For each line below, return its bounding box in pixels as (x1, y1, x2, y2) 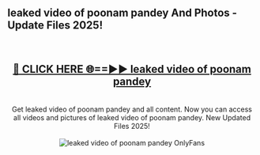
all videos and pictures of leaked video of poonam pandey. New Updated (13, 112, 251, 122)
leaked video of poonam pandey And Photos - (7, 6, 238, 20)
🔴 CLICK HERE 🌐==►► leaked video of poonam (12, 62, 252, 76)
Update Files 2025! (7, 19, 104, 32)
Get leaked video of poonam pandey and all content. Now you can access (12, 104, 252, 114)
